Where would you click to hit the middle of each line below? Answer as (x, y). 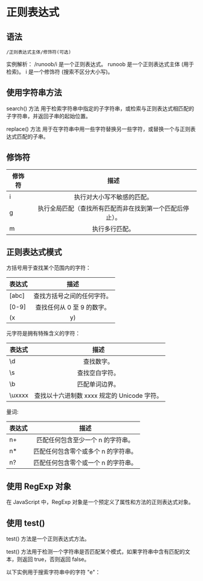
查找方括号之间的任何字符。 (73, 296)
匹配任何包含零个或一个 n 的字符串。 (85, 463)
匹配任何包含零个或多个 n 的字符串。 (85, 451)
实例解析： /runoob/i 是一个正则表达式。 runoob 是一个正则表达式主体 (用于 (100, 64)
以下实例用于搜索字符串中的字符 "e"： (53, 572)
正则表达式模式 (34, 252)
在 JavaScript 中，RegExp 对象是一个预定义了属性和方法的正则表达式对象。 (100, 502)
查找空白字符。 (98, 373)
